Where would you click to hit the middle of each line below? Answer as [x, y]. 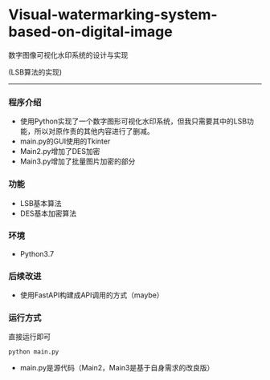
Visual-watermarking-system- [113, 15]
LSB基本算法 [41, 203]
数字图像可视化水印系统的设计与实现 [68, 55]
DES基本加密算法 [48, 213]
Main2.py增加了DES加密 [60, 152]
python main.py [34, 352]
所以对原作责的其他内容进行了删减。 [94, 131]
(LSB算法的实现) [35, 72]
